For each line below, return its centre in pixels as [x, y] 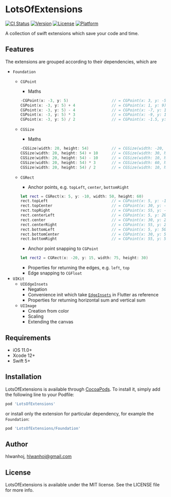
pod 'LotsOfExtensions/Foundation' [43, 428]
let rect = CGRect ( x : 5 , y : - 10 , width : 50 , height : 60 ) [82, 196]
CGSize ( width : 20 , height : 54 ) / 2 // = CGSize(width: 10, [91, 167]
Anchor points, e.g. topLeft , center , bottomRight [78, 187]
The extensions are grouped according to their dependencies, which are [81, 62]
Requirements [28, 338]
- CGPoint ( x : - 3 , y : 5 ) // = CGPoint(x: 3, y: [90, 100]
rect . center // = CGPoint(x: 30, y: [91, 220]
